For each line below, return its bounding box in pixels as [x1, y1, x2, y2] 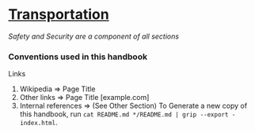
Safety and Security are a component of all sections [8, 31, 180, 41]
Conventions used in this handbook [8, 51, 148, 62]
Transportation [8, 6, 109, 24]
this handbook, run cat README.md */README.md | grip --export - [19, 109, 236, 119]
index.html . [19, 118, 58, 127]
